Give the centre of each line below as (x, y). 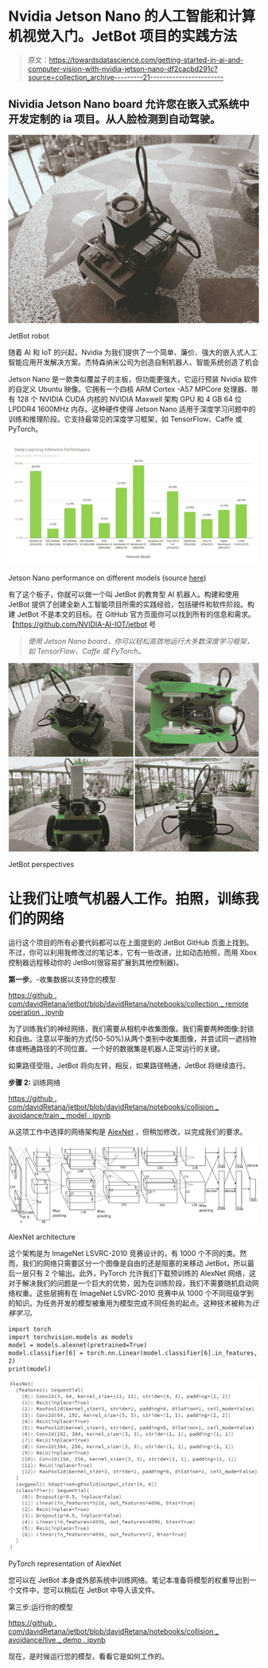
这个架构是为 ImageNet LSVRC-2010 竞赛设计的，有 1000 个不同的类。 (124, 1253)
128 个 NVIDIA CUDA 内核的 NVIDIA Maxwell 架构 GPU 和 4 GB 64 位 (130, 398)
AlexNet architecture (42, 1237)
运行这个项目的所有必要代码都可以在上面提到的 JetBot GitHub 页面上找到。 (131, 943)
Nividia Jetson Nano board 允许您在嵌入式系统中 (129, 104)
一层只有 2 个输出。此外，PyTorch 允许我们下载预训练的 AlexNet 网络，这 (136, 1273)
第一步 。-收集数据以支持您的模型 (62, 979)
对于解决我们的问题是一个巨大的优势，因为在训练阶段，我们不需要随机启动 (130, 1283)
